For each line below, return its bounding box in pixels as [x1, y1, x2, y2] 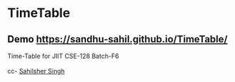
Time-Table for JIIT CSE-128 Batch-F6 [7, 52, 119, 60]
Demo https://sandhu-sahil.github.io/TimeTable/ [7, 33, 228, 45]
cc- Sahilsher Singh [7, 67, 65, 75]
